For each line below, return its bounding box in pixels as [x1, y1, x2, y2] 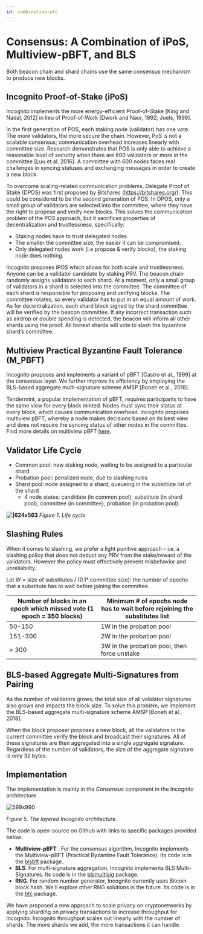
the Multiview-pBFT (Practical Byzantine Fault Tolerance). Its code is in [14, 852, 192, 859]
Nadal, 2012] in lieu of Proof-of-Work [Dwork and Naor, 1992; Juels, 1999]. [6, 114, 192, 122]
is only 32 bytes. [6, 752, 48, 759]
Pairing [6, 679, 34, 690]
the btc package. [14, 890, 57, 898]
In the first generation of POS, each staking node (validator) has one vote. [6, 126, 190, 133]
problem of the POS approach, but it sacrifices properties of [6, 215, 156, 222]
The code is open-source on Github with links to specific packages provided [6, 827, 197, 834]
